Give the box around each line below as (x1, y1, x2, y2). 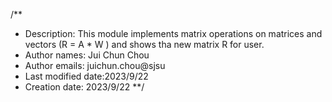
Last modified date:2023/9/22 (24, 70, 149, 82)
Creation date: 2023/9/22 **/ (24, 81, 145, 93)
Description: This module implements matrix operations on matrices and (24, 28, 323, 39)
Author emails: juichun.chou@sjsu (24, 60, 166, 71)
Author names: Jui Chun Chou (24, 49, 150, 61)
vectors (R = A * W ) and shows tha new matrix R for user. (24, 39, 265, 50)
